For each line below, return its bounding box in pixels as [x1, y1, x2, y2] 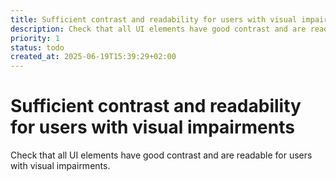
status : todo [10, 42, 65, 53]
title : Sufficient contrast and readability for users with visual [10, 14, 298, 25]
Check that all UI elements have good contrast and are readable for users [10, 149, 313, 161]
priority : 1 [10, 33, 60, 43]
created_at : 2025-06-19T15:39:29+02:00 [10, 52, 177, 62]
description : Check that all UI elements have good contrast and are [10, 24, 307, 34]
